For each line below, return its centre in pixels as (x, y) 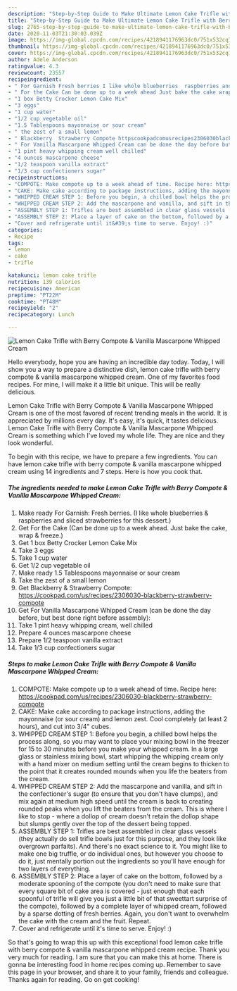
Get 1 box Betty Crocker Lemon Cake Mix (78, 542)
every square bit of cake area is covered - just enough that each (111, 891)
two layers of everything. (54, 868)
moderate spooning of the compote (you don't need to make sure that (119, 883)
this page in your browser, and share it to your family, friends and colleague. (118, 972)
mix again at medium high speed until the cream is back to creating (115, 801)
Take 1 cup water (43, 558)
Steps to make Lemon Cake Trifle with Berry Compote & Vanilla (102, 663)
